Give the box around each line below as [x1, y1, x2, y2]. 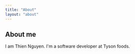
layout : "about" [5, 12, 39, 17]
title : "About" [5, 7, 37, 12]
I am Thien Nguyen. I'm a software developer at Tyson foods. [5, 43, 130, 50]
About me [5, 30, 36, 39]
